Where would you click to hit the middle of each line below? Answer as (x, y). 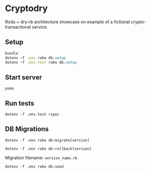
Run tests (20, 103)
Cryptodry (26, 8)
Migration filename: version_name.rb (41, 158)
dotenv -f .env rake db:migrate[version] (47, 140)
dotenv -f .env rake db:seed (34, 166)
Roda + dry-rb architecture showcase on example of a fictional (68, 22)
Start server (23, 77)
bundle (12, 53)
